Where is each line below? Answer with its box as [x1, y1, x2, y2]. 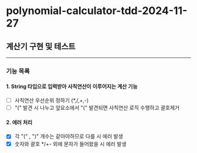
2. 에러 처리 [6, 118, 33, 125]
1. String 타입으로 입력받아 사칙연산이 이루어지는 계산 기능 [6, 83, 138, 90]
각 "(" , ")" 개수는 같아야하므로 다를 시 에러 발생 [14, 133, 123, 140]
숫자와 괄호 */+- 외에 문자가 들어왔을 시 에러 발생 [14, 140, 127, 147]
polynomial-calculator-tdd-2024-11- [6, 4, 188, 18]
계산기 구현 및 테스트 [6, 41, 76, 51]
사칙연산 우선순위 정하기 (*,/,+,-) [14, 97, 89, 104]
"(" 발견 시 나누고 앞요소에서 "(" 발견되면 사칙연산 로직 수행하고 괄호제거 [14, 104, 180, 111]
